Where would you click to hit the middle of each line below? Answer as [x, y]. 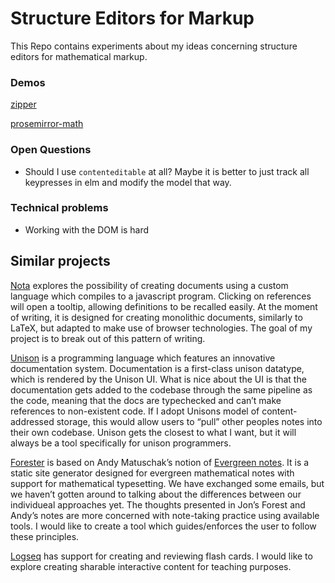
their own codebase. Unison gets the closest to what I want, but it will [153, 432]
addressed [32, 421]
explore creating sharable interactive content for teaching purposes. [151, 566]
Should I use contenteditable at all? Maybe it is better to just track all [167, 171]
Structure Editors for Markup [132, 18]
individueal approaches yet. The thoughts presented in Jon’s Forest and [158, 504]
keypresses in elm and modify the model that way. [128, 182]
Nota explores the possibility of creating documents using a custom [149, 285]
